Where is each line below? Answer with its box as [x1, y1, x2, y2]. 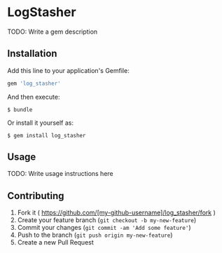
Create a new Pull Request [17, 238, 95, 247]
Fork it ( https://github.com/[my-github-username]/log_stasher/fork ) [17, 208, 216, 217]
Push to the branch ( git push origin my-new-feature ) [17, 231, 173, 239]
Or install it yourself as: [7, 118, 74, 127]
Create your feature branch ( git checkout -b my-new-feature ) [17, 216, 197, 224]
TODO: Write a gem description [7, 27, 98, 36]
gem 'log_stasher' [7, 80, 61, 87]
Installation [7, 48, 57, 60]
